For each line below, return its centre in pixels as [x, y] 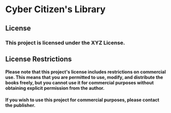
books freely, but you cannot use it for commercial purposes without [80, 83]
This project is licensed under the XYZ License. [65, 43]
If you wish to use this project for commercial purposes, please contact [82, 100]
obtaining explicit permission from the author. [55, 88]
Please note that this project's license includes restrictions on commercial [86, 72]
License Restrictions [39, 59]
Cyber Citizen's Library [55, 9]
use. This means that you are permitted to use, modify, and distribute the [84, 77]
